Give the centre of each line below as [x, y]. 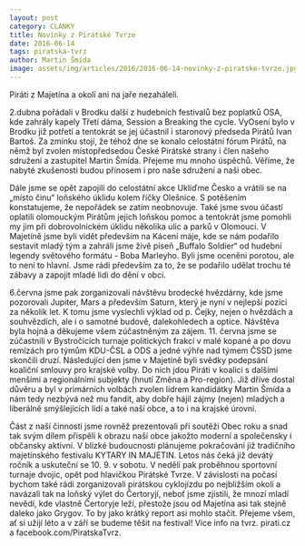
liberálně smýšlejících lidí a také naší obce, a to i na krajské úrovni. [133, 408]
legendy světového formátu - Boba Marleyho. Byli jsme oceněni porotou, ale [152, 255]
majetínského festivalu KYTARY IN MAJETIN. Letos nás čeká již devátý [142, 455]
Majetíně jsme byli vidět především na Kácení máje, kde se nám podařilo [144, 236]
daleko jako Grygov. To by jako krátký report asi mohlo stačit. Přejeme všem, [152, 513]
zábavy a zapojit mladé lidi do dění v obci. [88, 275]
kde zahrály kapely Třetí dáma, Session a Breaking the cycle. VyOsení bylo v [152, 121]
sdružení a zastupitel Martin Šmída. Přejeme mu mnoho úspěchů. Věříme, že [152, 160]
